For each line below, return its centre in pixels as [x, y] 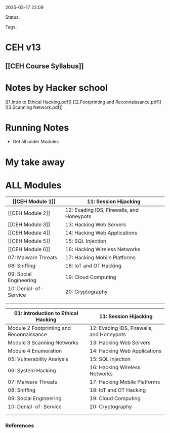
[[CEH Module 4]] [29, 232]
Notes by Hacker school [56, 88]
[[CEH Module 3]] [29, 224]
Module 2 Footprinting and [39, 328]
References [20, 425]
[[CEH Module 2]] [29, 213]
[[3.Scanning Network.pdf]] [34, 107]
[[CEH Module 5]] [29, 241]
